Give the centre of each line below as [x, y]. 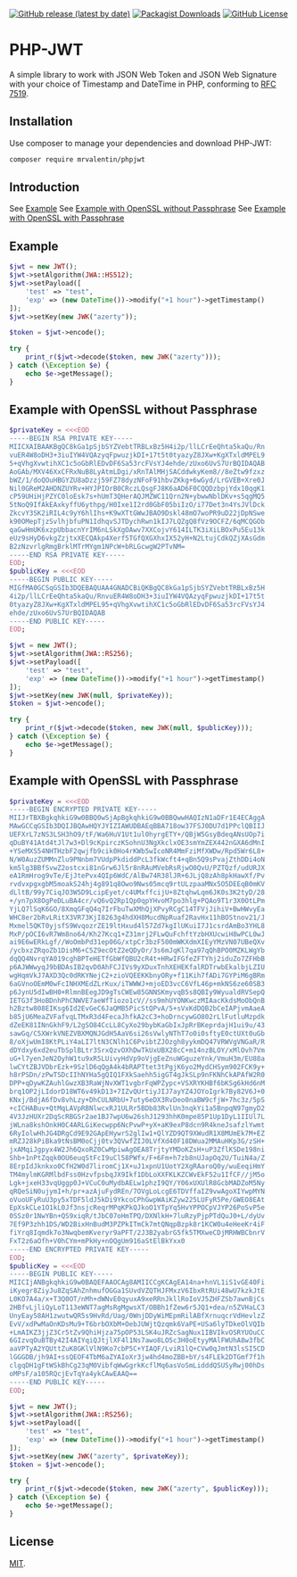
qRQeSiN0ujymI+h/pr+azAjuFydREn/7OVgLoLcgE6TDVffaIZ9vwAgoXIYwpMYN [137, 1191]
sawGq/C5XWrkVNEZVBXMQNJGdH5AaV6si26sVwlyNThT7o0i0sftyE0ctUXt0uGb [137, 1033]
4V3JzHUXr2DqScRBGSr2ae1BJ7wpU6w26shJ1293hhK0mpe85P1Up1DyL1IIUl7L [137, 1116]
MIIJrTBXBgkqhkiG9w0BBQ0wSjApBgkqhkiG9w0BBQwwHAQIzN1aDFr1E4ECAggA [137, 818]
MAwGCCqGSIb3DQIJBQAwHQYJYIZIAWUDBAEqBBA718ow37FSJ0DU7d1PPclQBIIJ [137, 826]
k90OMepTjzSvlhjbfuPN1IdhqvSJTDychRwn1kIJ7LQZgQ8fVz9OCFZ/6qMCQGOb [137, 522]
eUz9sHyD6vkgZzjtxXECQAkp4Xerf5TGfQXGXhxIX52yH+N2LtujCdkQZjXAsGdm [137, 538]
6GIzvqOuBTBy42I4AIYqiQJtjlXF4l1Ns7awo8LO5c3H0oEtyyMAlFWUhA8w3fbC [137, 1340]
